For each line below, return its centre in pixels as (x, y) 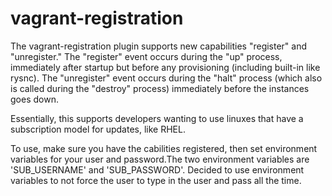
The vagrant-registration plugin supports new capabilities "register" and (159, 46)
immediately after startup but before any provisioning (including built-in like (165, 67)
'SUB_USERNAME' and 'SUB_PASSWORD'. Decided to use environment (157, 169)
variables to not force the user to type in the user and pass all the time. (156, 180)
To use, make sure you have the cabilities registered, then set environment (164, 148)
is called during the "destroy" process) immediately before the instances (160, 88)
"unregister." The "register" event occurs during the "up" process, (146, 56)
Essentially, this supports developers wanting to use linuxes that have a (157, 118)
